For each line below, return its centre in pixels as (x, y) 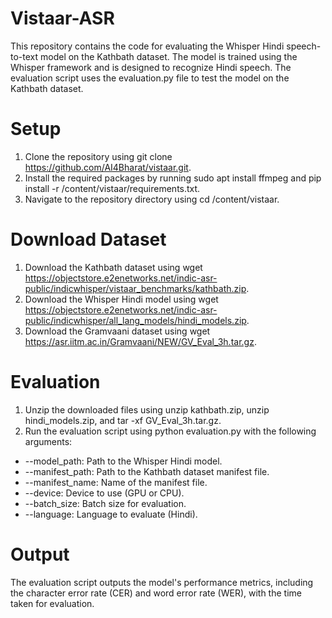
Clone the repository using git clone (98, 156)
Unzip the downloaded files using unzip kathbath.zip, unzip (147, 409)
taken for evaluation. (52, 603)
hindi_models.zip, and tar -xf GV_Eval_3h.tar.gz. (123, 420)
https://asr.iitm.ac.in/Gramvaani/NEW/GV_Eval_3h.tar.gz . (140, 341)
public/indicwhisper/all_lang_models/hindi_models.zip (135, 320)
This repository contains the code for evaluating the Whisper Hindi (147, 46)
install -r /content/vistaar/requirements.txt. (112, 188)
